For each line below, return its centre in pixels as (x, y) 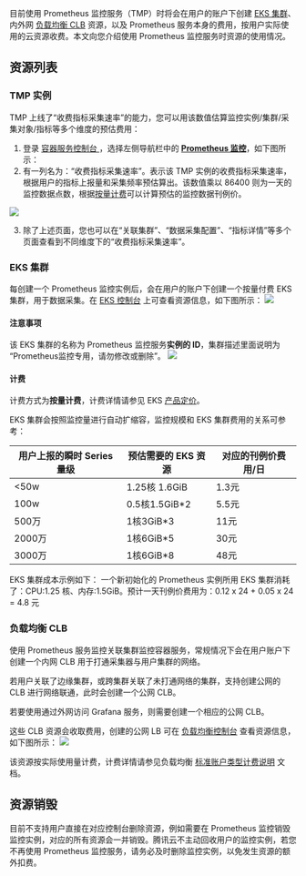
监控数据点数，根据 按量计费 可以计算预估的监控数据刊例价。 (134, 193)
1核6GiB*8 (150, 555)
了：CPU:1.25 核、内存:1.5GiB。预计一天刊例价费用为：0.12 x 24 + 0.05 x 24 (152, 591)
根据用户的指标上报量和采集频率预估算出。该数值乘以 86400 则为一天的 (157, 182)
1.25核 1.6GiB (157, 487)
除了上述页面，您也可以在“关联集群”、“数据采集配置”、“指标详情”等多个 (157, 229)
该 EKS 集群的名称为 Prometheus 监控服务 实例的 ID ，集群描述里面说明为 (145, 345)
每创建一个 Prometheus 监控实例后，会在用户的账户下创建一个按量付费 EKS (151, 289)
